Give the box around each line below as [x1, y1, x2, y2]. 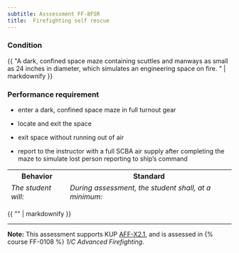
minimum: [70, 192, 103, 202]
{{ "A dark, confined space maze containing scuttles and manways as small [7, 56, 229, 65]
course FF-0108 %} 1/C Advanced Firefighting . [7, 237, 144, 246]
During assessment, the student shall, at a [70, 183, 211, 193]
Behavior [21, 171, 53, 181]
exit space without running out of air [17, 133, 124, 142]
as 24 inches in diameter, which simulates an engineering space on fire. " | [7, 64, 226, 72]
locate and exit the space [17, 119, 92, 128]
